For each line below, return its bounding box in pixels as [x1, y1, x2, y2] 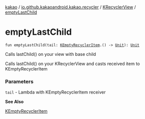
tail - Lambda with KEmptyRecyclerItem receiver [5, 89, 106, 95]
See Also [5, 99, 24, 105]
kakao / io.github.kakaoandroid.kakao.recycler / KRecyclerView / [5, 4, 136, 10]
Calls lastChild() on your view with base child [5, 51, 96, 57]
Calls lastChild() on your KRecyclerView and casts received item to [5, 61, 140, 67]
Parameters [5, 78, 33, 85]
